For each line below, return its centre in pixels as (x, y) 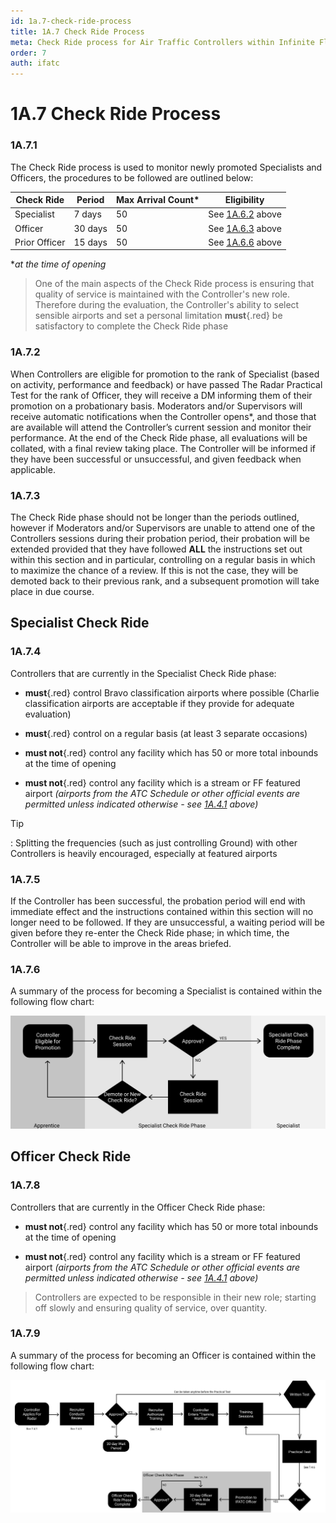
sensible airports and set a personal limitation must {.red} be (158, 316)
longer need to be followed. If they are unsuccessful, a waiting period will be (167, 922)
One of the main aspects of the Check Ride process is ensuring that (174, 284)
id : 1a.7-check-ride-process (71, 21)
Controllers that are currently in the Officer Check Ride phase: (138, 1207)
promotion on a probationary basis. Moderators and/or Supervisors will (156, 406)
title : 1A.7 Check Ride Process (77, 31)
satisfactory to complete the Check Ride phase (131, 326)
